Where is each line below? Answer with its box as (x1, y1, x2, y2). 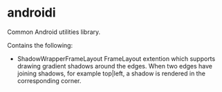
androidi (7, 5, 57, 21)
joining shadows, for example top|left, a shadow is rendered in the (17, 69, 206, 77)
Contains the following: (7, 41, 73, 49)
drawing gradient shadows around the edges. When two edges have (17, 62, 213, 70)
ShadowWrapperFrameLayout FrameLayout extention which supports (17, 54, 216, 63)
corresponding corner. (17, 76, 82, 84)
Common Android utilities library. (7, 28, 101, 36)
